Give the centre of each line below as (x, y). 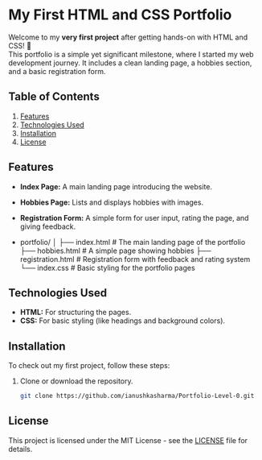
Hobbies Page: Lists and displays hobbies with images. (111, 202)
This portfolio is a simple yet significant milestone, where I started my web (131, 54)
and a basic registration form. (57, 71)
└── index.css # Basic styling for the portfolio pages (107, 267)
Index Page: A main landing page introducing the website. (116, 186)
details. (20, 449)
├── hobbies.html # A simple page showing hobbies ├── (115, 251)
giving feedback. (48, 226)
